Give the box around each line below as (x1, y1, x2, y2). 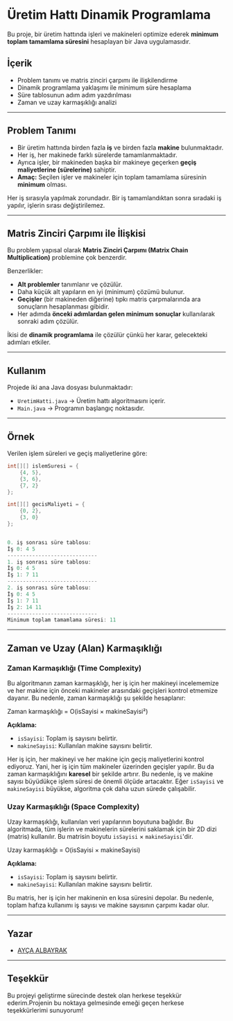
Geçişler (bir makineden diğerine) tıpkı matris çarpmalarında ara (17, 295, 201, 304)
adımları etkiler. (7, 338, 51, 347)
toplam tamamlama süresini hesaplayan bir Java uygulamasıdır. (7, 37, 191, 45)
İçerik (7, 58, 33, 70)
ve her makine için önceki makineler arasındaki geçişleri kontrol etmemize (7, 686, 218, 694)
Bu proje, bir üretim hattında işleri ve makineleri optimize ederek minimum (7, 30, 219, 38)
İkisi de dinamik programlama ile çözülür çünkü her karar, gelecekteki (7, 331, 208, 339)
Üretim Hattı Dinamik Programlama (7, 7, 212, 23)
